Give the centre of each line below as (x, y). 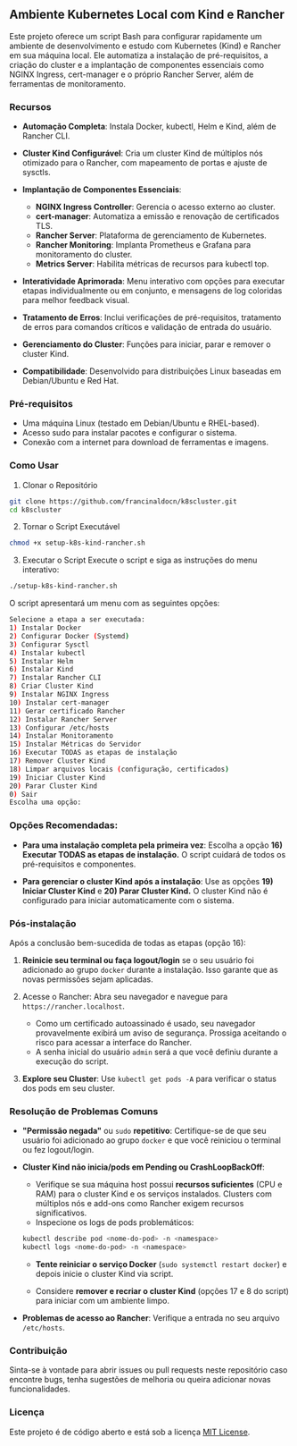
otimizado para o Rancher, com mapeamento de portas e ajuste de (144, 163)
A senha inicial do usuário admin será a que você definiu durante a (157, 1052)
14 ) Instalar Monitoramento (62, 736)
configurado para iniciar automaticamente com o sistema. (128, 900)
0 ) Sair (24, 794)
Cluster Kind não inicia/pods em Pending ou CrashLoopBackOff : (143, 1167)
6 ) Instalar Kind (41, 670)
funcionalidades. (40, 1389)
